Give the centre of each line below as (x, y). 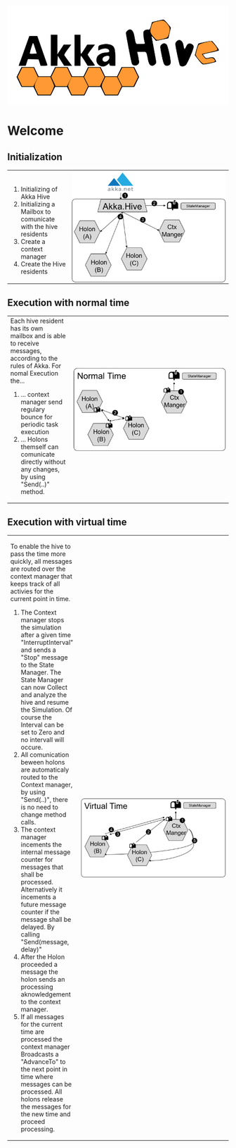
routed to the (39, 777)
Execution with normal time (68, 303)
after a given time (46, 635)
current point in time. (40, 598)
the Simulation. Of (46, 710)
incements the (41, 844)
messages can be (46, 1084)
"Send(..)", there (45, 799)
